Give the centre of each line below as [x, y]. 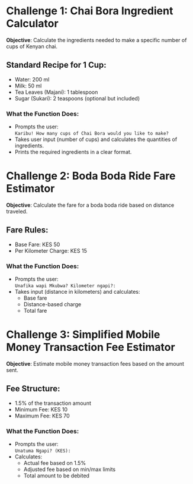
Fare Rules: [27, 230]
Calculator [32, 23]
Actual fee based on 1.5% [55, 463]
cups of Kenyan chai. [32, 46]
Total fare [35, 311]
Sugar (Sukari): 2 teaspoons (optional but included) [77, 98]
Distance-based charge [52, 304]
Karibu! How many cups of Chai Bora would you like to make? [92, 134]
